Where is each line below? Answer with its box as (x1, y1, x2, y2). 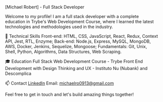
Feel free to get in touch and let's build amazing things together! (5, 92, 134, 97)
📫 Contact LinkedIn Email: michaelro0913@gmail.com (5, 80, 114, 86)
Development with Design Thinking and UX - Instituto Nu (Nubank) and (5, 66, 148, 71)
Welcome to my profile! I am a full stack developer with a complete (5, 14, 139, 19)
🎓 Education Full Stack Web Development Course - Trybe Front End (5, 58, 143, 64)
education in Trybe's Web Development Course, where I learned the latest (5, 19, 154, 24)
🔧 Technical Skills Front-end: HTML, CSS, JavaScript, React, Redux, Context (5, 34, 158, 39)
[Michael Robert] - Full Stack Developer (5, 4, 84, 10)
